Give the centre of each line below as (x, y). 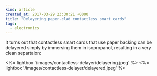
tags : (11, 24)
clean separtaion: (23, 53)
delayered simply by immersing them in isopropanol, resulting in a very (78, 48)
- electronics (24, 28)
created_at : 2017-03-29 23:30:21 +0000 (47, 14)
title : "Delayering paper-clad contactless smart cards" (66, 19)
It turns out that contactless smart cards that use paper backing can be (79, 42)
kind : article (20, 10)
